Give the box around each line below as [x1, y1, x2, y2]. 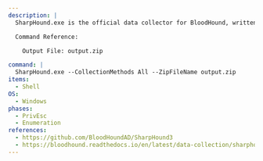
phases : [8, 105, 34, 113]
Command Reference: [15, 33, 79, 41]
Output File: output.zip [22, 47, 103, 55]
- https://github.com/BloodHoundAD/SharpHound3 [15, 134, 174, 141]
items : [8, 76, 30, 84]
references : [8, 127, 47, 134]
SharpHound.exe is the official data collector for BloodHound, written [15, 19, 258, 27]
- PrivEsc [15, 112, 47, 120]
